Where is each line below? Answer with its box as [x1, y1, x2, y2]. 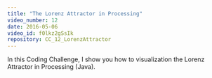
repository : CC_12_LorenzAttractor [7, 36, 112, 43]
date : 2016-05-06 [7, 23, 58, 30]
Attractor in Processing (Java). [7, 63, 96, 71]
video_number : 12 [7, 17, 58, 24]
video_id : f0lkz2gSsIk [7, 29, 74, 37]
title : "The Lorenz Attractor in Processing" [7, 10, 143, 17]
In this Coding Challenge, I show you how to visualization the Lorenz [7, 55, 205, 63]
